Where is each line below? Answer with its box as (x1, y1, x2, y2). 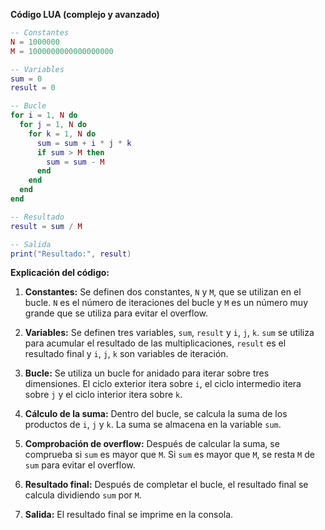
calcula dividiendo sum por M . (24, 489, 142, 501)
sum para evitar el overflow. (24, 459, 136, 471)
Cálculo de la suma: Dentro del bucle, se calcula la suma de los (24, 408, 288, 420)
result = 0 (10, 83, 56, 93)
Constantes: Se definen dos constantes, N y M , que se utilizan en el (24, 286, 302, 298)
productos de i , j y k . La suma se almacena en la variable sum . (24, 419, 282, 431)
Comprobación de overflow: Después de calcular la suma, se (24, 438, 280, 450)
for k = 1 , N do (28, 129, 97, 139)
